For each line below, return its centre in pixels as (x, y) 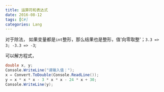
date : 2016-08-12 (24, 15)
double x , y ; (19, 65)
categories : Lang (24, 24)
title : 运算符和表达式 (27, 10)
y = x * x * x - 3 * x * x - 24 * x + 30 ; (51, 80)
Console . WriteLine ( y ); (29, 84)
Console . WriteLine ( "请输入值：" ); (40, 70)
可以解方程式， (21, 56)
